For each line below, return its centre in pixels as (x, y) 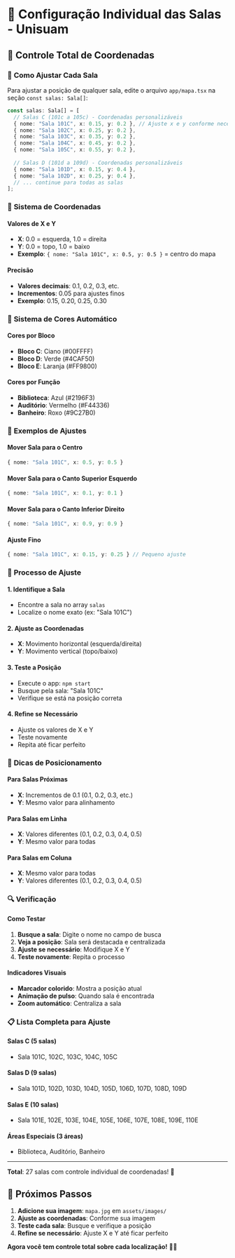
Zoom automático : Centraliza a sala (69, 1003)
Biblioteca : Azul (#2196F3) (56, 397)
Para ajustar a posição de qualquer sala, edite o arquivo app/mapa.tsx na (111, 90)
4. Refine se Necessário (43, 714)
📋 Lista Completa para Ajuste (59, 1022)
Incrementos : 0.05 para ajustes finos (71, 293)
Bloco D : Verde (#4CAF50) (56, 359)
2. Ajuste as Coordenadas (45, 628)
